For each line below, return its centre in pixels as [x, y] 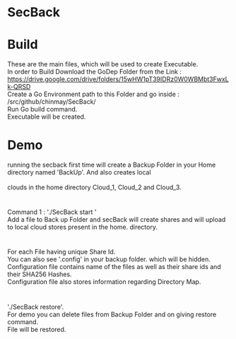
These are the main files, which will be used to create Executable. [103, 64]
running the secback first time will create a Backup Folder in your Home [112, 165]
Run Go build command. [42, 109]
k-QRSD [19, 87]
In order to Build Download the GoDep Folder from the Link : [95, 72]
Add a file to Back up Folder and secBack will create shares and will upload [117, 220]
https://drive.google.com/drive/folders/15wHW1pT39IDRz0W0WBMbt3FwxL [118, 79]
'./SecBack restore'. [36, 307]
